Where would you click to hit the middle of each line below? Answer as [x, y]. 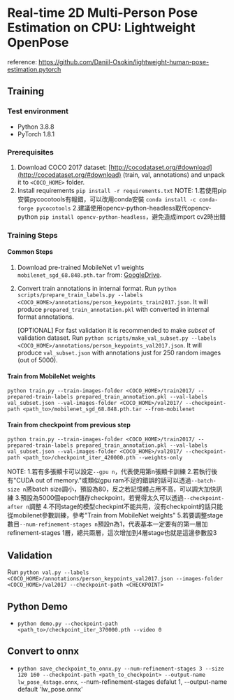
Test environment [38, 111]
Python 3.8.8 [36, 127]
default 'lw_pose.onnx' [50, 689]
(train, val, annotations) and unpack [174, 174]
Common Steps [30, 252]
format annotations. [46, 317]
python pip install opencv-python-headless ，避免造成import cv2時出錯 [121, 216]
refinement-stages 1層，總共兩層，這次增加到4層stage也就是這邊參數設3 [112, 533]
